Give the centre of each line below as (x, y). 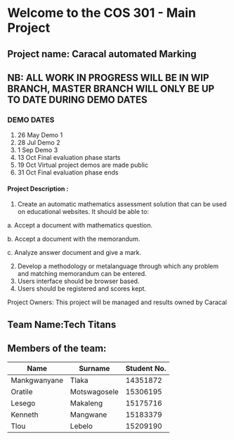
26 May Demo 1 (40, 135)
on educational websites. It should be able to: (83, 212)
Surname (94, 368)
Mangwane (89, 415)
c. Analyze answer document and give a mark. (74, 253)
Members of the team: (57, 349)
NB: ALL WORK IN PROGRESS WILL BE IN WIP (108, 78)
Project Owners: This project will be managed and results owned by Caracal (117, 302)
